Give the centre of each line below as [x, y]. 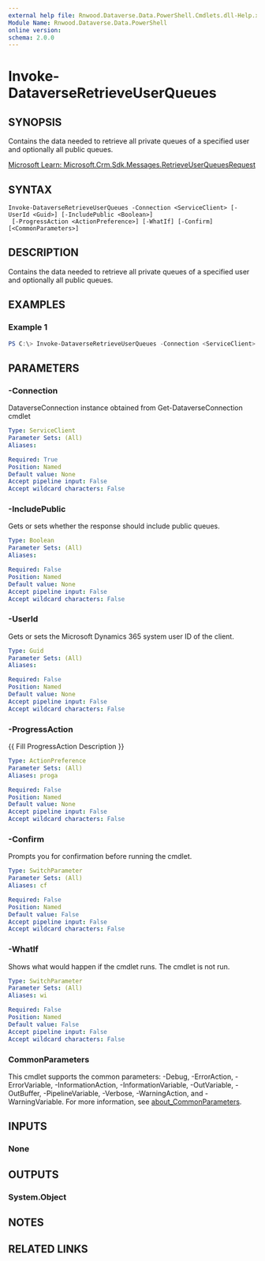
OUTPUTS [34, 1175]
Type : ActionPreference [47, 761]
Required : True [33, 459]
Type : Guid [26, 651]
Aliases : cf [28, 886]
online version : [35, 30]
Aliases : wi [28, 996]
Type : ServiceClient [42, 431]
